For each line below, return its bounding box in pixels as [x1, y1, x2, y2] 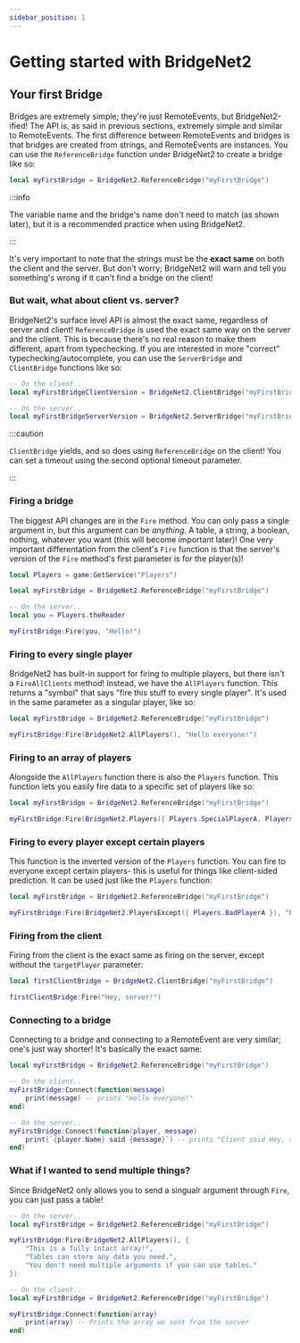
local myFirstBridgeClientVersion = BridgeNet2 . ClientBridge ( [9, 388, 246, 397]
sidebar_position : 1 [9, 13, 87, 22]
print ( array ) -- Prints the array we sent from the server [25, 1318, 250, 1327]
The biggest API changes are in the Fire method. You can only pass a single [9, 515, 290, 525]
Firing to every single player [9, 648, 133, 660]
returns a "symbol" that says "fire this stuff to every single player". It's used [9, 687, 287, 698]
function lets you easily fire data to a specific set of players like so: [9, 781, 254, 792]
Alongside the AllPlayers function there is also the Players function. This [9, 772, 279, 783]
